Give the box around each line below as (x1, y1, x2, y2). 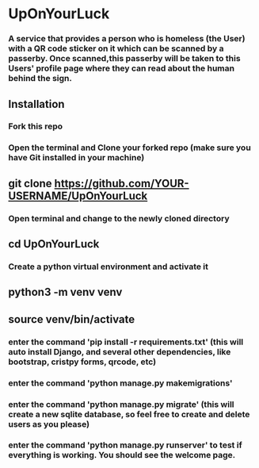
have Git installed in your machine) (8, 152, 145, 163)
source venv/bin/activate (8, 313, 135, 326)
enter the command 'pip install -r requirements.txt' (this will (8, 336, 244, 347)
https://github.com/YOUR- (54, 176, 189, 190)
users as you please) (8, 418, 90, 429)
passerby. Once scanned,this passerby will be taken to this (8, 53, 241, 64)
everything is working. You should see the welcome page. (8, 450, 236, 461)
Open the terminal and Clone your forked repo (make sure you (8, 142, 251, 153)
